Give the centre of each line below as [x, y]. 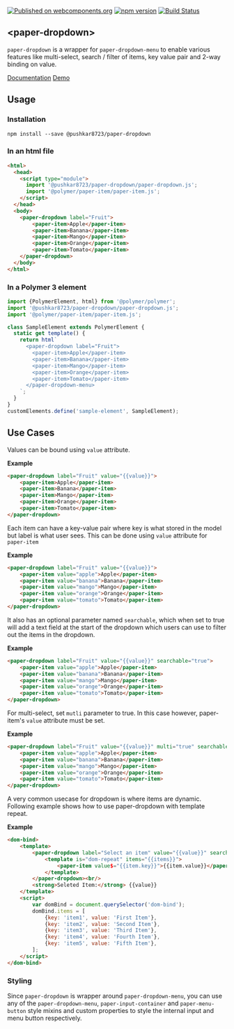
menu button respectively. [45, 1018]
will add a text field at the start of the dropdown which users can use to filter [117, 627]
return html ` [39, 340]
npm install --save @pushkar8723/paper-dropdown [79, 134]
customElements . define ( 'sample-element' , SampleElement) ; [93, 411]
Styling [20, 980]
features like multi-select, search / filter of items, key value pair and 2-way [114, 56]
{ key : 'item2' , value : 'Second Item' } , [102, 924]
